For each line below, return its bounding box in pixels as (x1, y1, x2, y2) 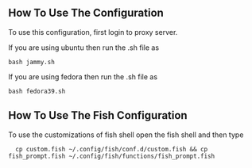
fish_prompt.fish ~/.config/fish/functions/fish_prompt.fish (8, 152, 215, 160)
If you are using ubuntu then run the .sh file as (8, 43, 160, 52)
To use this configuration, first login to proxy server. (8, 27, 178, 36)
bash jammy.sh (8, 58, 56, 66)
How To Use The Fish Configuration (8, 109, 188, 122)
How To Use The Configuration (8, 6, 165, 20)
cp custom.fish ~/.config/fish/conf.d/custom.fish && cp (15, 145, 208, 153)
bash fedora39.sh (8, 87, 66, 95)
